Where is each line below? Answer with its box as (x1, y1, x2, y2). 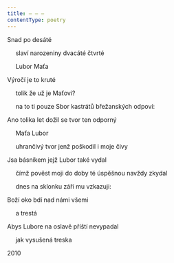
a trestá (15, 209, 38, 217)
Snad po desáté (7, 35, 52, 43)
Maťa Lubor (15, 129, 49, 137)
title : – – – (7, 10, 45, 17)
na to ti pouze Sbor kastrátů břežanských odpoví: (15, 102, 155, 110)
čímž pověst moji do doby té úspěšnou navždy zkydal (15, 169, 168, 177)
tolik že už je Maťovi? (15, 89, 76, 97)
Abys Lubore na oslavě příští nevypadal (7, 222, 119, 231)
